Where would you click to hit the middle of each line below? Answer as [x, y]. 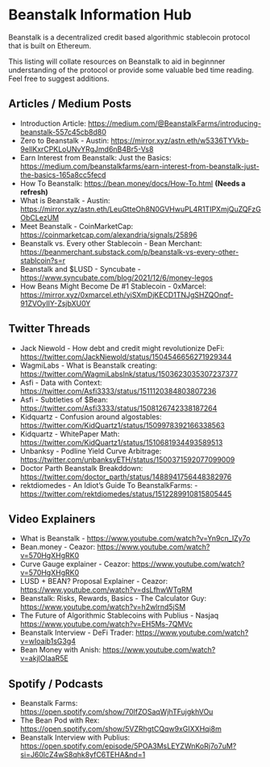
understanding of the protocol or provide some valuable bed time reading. [131, 69]
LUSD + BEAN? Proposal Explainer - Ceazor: [94, 582]
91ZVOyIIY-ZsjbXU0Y [55, 303]
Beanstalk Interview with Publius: [75, 738]
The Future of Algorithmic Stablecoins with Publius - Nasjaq [119, 615]
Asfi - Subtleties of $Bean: [64, 399]
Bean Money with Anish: [60, 650]
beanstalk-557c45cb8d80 [63, 131]
